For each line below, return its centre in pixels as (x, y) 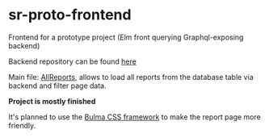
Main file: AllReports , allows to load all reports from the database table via (131, 77)
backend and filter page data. (57, 86)
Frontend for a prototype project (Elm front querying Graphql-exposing (126, 37)
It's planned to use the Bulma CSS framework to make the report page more (134, 117)
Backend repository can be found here (73, 61)
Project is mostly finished (52, 101)
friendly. (22, 125)
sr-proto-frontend (70, 15)
